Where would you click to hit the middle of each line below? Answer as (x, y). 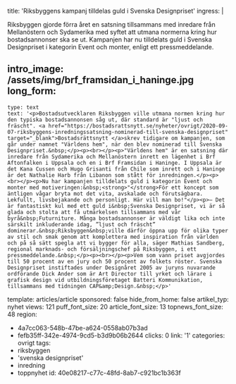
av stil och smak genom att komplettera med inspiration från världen (113, 237)
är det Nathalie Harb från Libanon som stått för (82, 175)
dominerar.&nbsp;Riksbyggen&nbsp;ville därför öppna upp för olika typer (118, 230)
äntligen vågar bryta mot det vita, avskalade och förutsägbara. (105, 194)
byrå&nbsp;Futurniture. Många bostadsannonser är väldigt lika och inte (116, 218)
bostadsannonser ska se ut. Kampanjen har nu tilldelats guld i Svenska (110, 39)
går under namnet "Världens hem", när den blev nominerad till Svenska (114, 144)
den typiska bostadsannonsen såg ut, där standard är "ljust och (105, 120)
